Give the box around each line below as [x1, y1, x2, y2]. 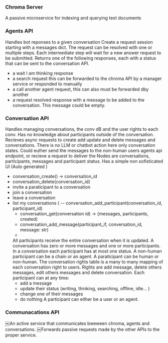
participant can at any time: [12, 275, 69, 281]
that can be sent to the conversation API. [5, 60, 89, 66]
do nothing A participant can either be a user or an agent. [20, 296, 139, 302]
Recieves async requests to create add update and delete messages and [5, 137, 155, 143]
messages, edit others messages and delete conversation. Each [12, 269, 145, 275]
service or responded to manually [12, 80, 82, 87]
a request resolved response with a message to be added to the [12, 97, 144, 103]
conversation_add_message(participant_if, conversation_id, [20, 221, 143, 227]
